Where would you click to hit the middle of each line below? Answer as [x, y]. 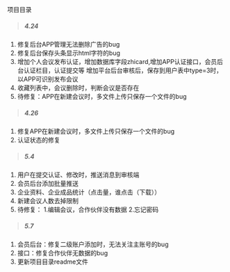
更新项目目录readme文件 [52, 262]
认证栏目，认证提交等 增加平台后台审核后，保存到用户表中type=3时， [123, 70]
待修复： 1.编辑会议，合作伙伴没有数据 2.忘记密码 [88, 209]
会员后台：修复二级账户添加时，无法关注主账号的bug [93, 244]
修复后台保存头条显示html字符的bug [68, 53]
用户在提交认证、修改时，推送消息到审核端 [78, 175]
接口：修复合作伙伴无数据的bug [63, 253]
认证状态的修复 [39, 140]
